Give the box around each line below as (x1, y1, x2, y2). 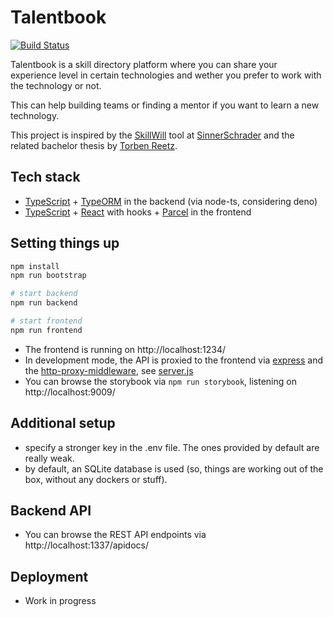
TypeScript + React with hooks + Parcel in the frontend (24, 206, 252, 218)
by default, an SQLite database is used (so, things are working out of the (24, 462, 324, 475)
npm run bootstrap (10, 271, 87, 281)
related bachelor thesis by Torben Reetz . (10, 139, 178, 151)
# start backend (10, 289, 78, 299)
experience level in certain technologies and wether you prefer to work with (10, 69, 322, 81)
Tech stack (10, 169, 81, 186)
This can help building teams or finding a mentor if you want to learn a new (10, 99, 320, 111)
